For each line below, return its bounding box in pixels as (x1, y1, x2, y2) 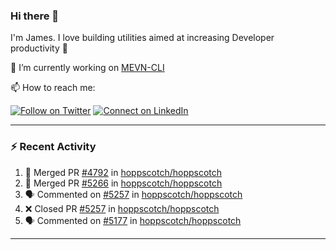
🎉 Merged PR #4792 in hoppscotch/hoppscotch (24, 166, 223, 178)
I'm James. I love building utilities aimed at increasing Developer (10, 32, 275, 44)
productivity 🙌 (10, 42, 68, 54)
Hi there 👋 (10, 9, 60, 23)
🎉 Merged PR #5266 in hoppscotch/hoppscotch (24, 177, 223, 189)
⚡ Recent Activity (10, 140, 97, 154)
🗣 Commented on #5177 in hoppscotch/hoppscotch (24, 214, 242, 226)
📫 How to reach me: (10, 82, 96, 94)
